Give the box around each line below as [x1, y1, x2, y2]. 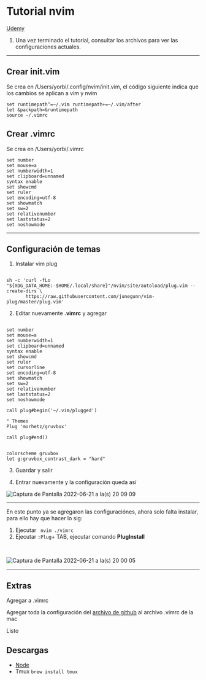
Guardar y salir [15, 467, 53, 474]
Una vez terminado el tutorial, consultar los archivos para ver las [15, 36, 178, 44]
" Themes [6, 418, 29, 424]
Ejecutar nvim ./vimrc [15, 526, 74, 534]
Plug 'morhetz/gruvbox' [6, 424, 67, 430]
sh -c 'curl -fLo [6, 278, 51, 284]
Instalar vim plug [15, 260, 58, 268]
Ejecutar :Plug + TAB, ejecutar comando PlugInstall [15, 533, 145, 541]
